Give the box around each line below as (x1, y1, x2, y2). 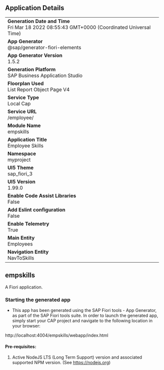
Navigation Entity (7, 248, 49, 255)
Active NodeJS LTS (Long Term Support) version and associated (12, 354, 143, 360)
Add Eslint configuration (7, 206, 66, 213)
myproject (7, 156, 31, 163)
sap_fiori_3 (7, 170, 33, 177)
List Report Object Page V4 (7, 86, 70, 93)
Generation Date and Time (7, 18, 70, 24)
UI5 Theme (7, 164, 34, 171)
